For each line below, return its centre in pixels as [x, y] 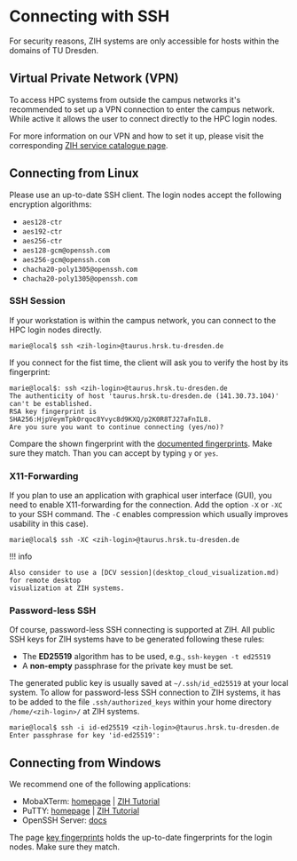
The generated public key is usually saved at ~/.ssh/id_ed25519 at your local [149, 683]
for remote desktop [45, 581]
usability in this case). [49, 524]
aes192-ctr [42, 231]
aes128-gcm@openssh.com [66, 251]
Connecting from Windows [85, 763]
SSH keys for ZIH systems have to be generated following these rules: [137, 639]
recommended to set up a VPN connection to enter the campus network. [142, 109]
